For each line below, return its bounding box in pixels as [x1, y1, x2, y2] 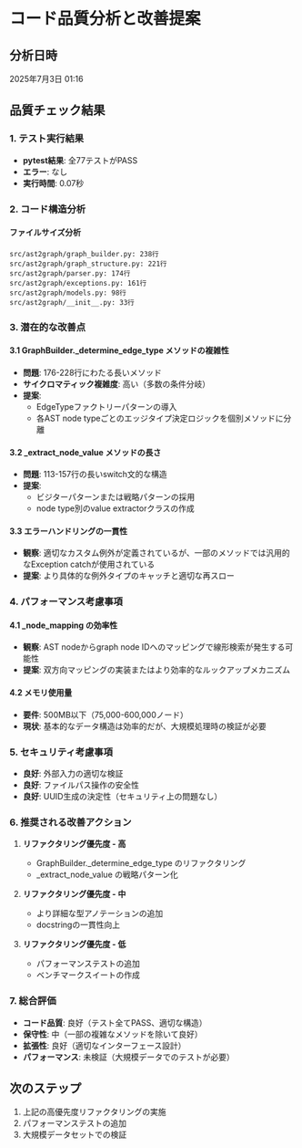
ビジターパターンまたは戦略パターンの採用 [35, 492, 196, 503]
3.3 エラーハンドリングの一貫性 [9, 526, 128, 537]
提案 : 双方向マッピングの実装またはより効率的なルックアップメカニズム [22, 664, 291, 675]
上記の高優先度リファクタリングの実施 [22, 1106, 166, 1118]
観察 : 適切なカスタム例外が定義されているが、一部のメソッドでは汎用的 [22, 548, 291, 558]
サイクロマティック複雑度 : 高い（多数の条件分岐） [22, 378, 211, 389]
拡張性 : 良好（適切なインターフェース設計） [22, 1039, 186, 1050]
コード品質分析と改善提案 [9, 8, 202, 29]
